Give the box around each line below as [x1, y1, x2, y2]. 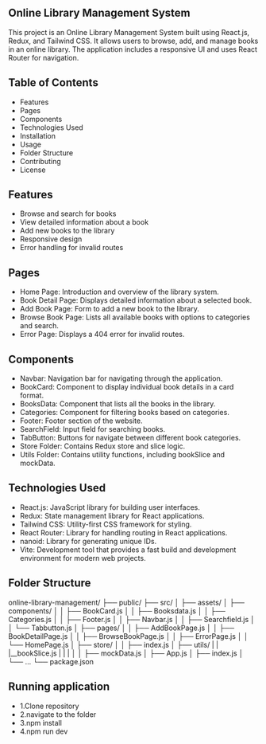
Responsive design [19, 234, 83, 244]
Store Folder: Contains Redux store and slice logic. [19, 441, 186, 451]
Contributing [19, 156, 61, 166]
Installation [19, 131, 56, 140]
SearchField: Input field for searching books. [19, 425, 165, 434]
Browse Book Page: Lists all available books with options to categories [19, 312, 250, 322]
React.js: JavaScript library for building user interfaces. [19, 502, 201, 512]
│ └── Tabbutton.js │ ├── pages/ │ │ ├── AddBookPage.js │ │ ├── [8, 623, 235, 632]
